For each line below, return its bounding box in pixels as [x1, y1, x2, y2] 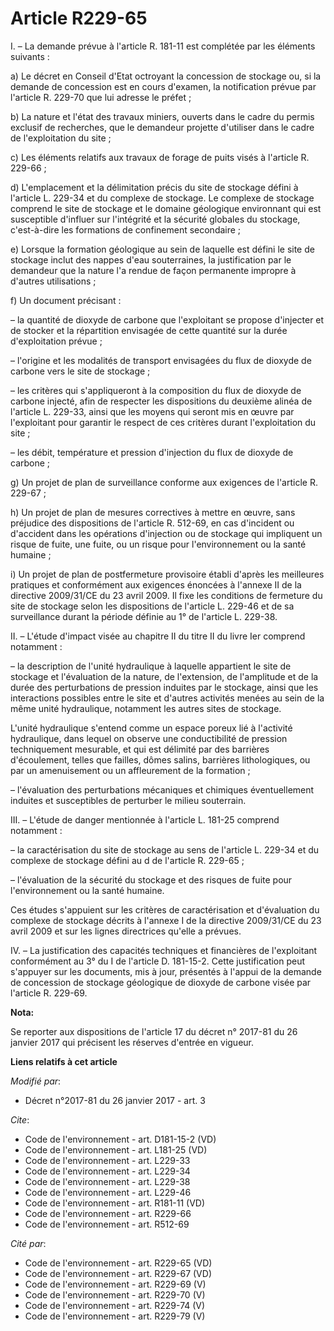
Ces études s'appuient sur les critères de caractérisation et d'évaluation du [10, 903, 320, 916]
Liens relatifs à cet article [10, 1055, 118, 1067]
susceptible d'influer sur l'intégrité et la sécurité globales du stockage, [10, 213, 301, 225]
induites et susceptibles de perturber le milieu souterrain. [10, 794, 247, 806]
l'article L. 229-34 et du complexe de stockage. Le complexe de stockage [10, 192, 315, 204]
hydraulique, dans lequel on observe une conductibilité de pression [10, 732, 288, 744]
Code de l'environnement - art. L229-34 [24, 1165, 191, 1177]
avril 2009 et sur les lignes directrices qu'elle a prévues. [10, 925, 242, 937]
